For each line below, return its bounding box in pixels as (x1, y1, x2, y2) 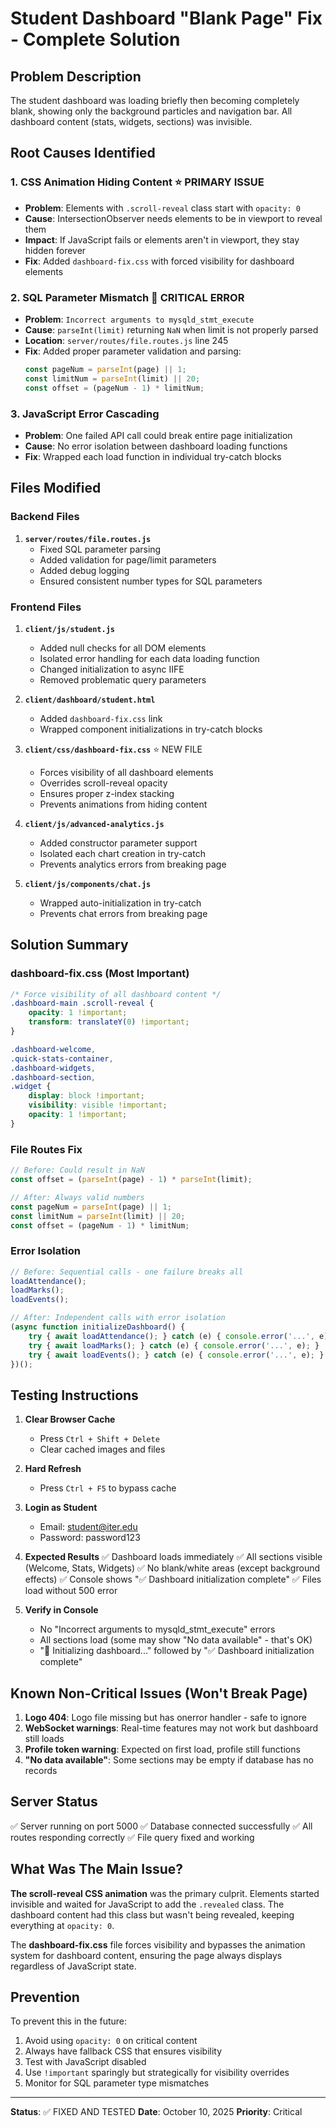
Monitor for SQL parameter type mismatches (24, 2077, 210, 2089)
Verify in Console (24, 1604, 99, 1616)
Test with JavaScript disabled (24, 2056, 147, 2068)
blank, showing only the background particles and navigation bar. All (10, 105, 293, 117)
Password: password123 (39, 1532, 141, 1544)
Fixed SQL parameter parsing (39, 543, 162, 555)
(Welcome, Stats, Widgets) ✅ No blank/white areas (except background (24, 1562, 321, 1574)
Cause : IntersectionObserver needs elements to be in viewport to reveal (24, 212, 323, 224)
